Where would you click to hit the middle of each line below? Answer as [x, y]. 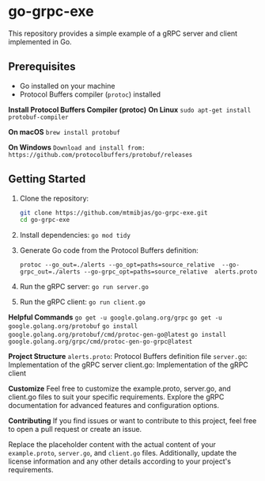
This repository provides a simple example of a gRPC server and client [123, 33]
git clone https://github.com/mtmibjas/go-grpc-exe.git [114, 212]
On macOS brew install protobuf [64, 132]
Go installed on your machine [67, 86]
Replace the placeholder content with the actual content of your [112, 445]
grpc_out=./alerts [50, 272]
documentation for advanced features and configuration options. [114, 406]
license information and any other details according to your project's [120, 461]
